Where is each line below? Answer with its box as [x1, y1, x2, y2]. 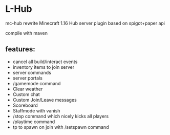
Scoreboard [12, 102, 38, 108]
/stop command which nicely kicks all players [12, 113, 109, 119]
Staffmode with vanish [12, 107, 60, 113]
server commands [12, 69, 51, 75]
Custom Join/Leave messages [12, 97, 77, 103]
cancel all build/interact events [12, 59, 78, 65]
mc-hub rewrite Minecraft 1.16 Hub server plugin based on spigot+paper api [5, 20, 165, 26]
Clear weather [12, 86, 43, 92]
